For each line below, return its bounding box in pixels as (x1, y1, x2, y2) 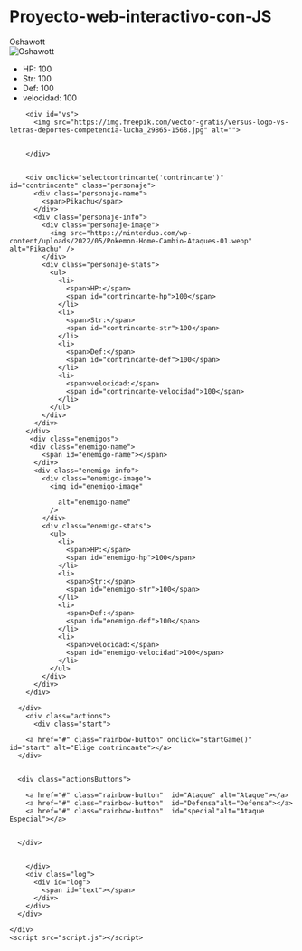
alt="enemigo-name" (57, 498, 131, 507)
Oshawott (9, 36, 45, 47)
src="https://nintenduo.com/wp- (70, 228, 193, 237)
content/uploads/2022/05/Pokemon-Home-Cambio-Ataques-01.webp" (9, 236, 253, 245)
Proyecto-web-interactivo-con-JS (9, 6, 272, 27)
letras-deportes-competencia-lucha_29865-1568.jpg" (9, 125, 208, 135)
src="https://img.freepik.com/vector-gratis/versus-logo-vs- (53, 118, 289, 127)
